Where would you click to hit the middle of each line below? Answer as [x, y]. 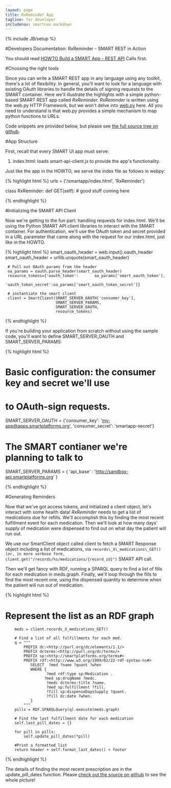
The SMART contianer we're [66, 447]
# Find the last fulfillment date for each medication [74, 719]
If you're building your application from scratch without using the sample [82, 331]
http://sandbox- [112, 472]
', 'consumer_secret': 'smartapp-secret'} [112, 426]
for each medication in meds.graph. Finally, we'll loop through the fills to [81, 574]
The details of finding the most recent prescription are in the [69, 769]
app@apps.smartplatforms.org [38, 426]
